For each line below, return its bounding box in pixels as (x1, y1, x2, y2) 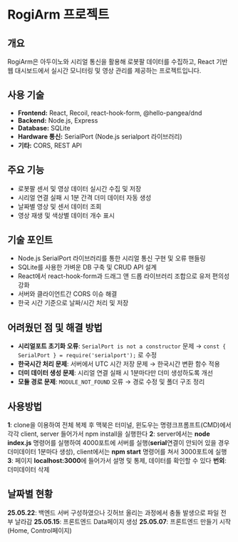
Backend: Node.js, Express (17, 116, 98, 125)
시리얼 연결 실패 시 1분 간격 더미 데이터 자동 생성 (17, 193, 152, 202)
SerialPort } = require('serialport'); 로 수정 (17, 351, 157, 359)
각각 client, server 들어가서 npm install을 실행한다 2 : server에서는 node (7, 429, 210, 439)
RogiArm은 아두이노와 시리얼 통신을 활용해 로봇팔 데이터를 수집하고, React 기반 (7, 58, 228, 66)
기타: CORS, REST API (17, 140, 82, 150)
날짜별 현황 (7, 488, 53, 500)
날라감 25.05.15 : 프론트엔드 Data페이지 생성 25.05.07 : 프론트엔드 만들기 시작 (14, 517, 232, 526)
